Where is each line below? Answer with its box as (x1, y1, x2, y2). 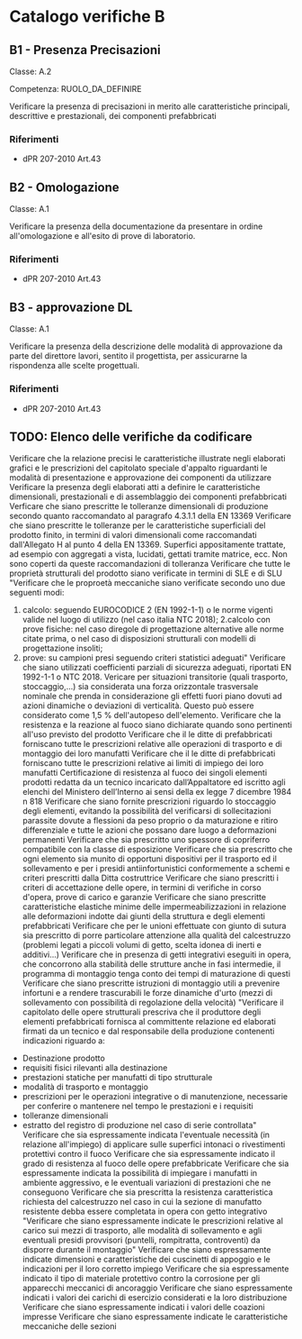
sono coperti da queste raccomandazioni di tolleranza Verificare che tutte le (9, 559, 290, 569)
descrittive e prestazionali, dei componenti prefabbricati (9, 111, 218, 121)
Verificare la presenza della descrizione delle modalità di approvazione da (9, 341, 283, 352)
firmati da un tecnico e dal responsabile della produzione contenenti (22, 1025, 275, 1037)
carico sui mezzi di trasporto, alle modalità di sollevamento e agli (22, 1225, 262, 1236)
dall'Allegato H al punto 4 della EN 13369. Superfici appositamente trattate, (9, 539, 286, 551)
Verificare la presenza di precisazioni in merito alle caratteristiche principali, (9, 101, 290, 112)
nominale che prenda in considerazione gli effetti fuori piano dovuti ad (22, 691, 283, 702)
